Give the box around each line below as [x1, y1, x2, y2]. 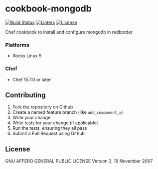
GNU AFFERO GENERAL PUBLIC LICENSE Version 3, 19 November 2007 [5, 158, 153, 164]
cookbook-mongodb [5, 3, 92, 14]
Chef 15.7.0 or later [12, 77, 51, 83]
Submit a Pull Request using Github [12, 130, 85, 137]
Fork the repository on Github [12, 104, 73, 110]
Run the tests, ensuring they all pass [12, 125, 87, 131]
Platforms [5, 41, 30, 48]
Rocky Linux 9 [12, 53, 42, 59]
